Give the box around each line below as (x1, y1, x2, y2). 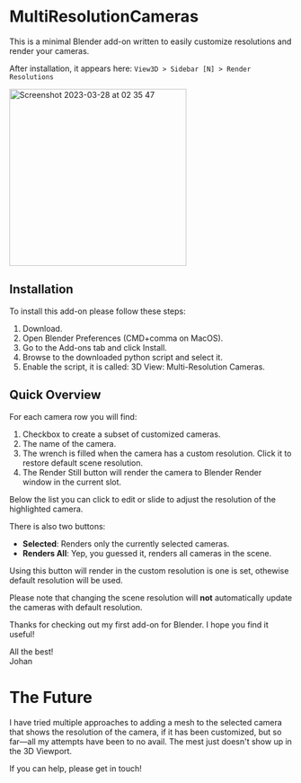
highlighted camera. (9, 503, 84, 514)
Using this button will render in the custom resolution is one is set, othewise (9, 565, 289, 576)
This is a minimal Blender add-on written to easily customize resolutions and (9, 36, 292, 47)
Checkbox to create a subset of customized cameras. (22, 429, 221, 440)
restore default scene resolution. (22, 457, 144, 468)
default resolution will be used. (9, 574, 123, 585)
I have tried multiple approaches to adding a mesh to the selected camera (9, 716, 283, 727)
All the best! (9, 645, 54, 657)
